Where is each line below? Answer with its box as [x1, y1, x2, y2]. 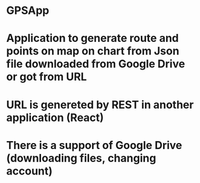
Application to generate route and [6, 32, 179, 45]
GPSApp [6, 4, 50, 18]
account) [6, 164, 53, 178]
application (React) [6, 110, 104, 124]
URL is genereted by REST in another [6, 98, 194, 111]
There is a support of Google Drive [6, 138, 182, 152]
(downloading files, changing [6, 151, 156, 165]
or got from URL [6, 70, 87, 84]
